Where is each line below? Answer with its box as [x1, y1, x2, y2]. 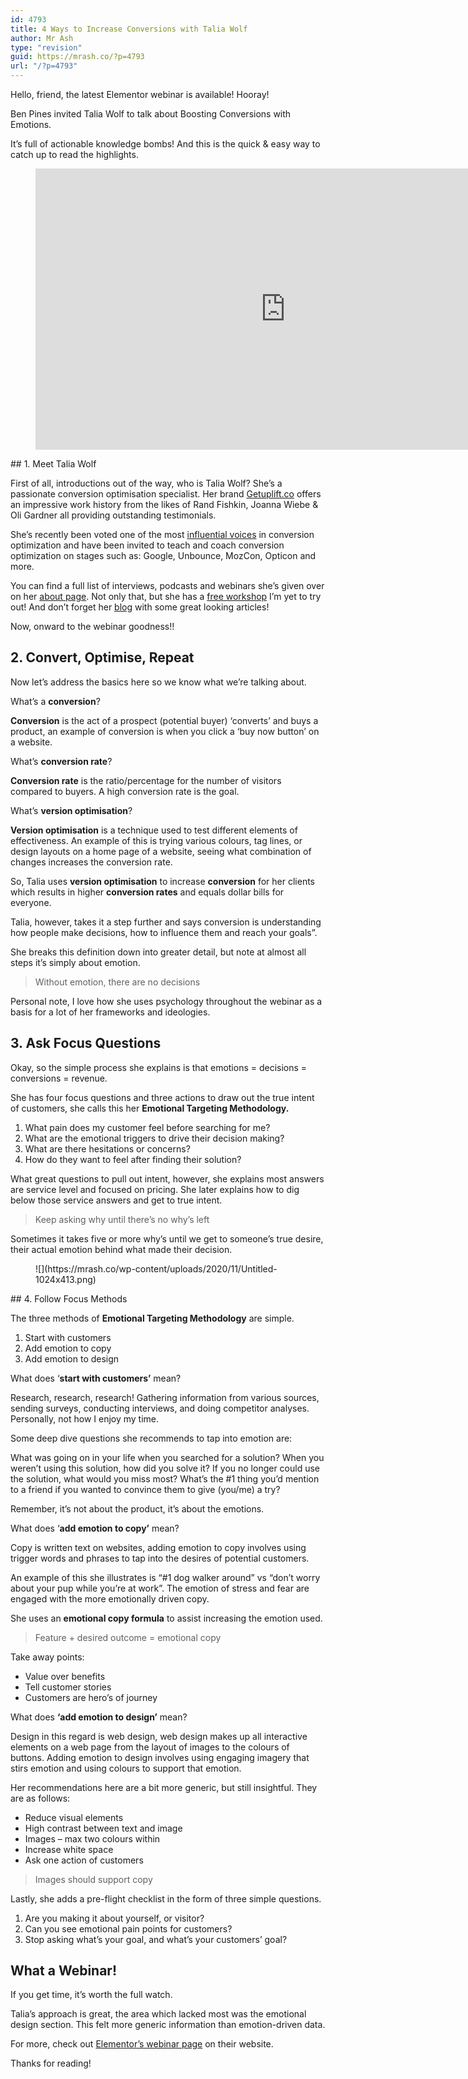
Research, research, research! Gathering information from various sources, [10, 1391, 320, 1403]
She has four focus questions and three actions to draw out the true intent [10, 1091, 315, 1103]
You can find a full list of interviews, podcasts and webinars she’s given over [10, 580, 325, 591]
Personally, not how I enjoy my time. [10, 1412, 160, 1425]
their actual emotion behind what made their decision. [10, 1243, 233, 1255]
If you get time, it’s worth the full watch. [10, 1989, 173, 2001]
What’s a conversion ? [10, 695, 101, 707]
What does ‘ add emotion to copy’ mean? [10, 1522, 180, 1534]
